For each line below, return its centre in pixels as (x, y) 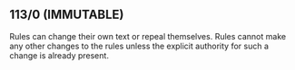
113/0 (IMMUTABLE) (67, 15)
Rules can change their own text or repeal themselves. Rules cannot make (148, 36)
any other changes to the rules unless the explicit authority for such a (139, 46)
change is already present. (59, 55)
